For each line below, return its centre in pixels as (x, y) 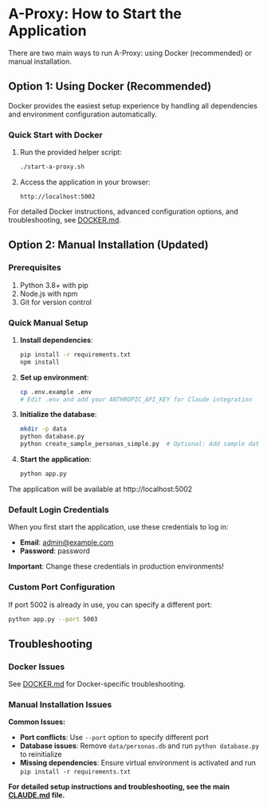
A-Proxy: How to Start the (95, 14)
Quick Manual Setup (49, 322)
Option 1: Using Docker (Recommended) (110, 87)
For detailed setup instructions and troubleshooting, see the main (119, 787)
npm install (39, 362)
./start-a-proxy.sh (52, 167)
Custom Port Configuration (62, 587)
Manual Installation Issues (60, 704)
